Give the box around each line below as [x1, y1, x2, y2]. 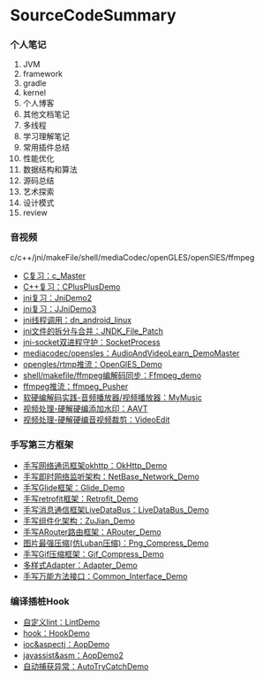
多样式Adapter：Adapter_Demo [22, 560, 138, 571]
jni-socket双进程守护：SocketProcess [22, 336, 161, 347]
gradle [22, 78, 47, 89]
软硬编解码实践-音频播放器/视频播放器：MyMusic [22, 391, 202, 403]
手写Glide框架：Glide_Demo [22, 483, 125, 493]
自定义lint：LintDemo [22, 617, 101, 628]
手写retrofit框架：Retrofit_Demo [22, 493, 139, 505]
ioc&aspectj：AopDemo [22, 639, 110, 650]
